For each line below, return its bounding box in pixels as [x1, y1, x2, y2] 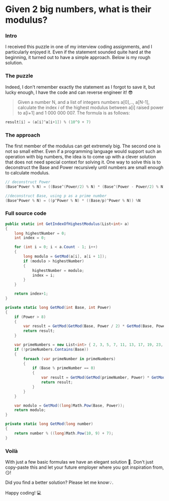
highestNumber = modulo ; [32, 268, 84, 273]
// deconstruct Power [5, 179, 51, 185]
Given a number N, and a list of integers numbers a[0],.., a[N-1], [17, 99, 150, 105]
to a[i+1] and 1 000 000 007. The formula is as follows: [17, 109, 130, 116]
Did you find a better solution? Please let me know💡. [5, 479, 114, 485]
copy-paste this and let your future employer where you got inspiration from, [5, 464, 164, 470]
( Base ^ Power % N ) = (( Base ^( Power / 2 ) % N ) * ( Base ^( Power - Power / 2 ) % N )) [5, 184, 167, 189]
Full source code [5, 210, 47, 217]
